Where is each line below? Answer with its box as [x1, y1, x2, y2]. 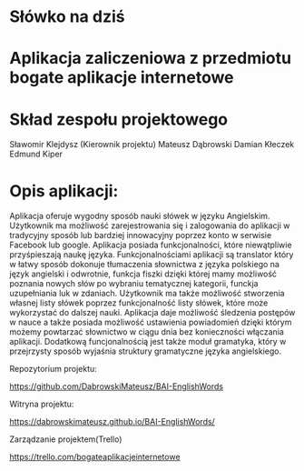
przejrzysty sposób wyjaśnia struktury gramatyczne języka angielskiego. [9, 346, 282, 356]
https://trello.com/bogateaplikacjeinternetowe [9, 452, 181, 463]
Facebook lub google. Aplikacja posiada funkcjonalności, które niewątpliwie [9, 239, 292, 251]
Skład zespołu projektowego [9, 109, 229, 129]
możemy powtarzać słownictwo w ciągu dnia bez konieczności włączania [9, 326, 284, 337]
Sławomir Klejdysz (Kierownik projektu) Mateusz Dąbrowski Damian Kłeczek [9, 139, 295, 150]
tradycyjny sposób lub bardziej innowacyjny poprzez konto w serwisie [9, 230, 272, 241]
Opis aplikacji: [9, 180, 119, 201]
